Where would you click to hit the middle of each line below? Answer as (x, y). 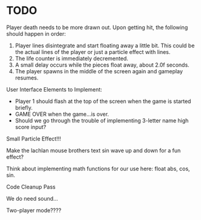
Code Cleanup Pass (31, 187)
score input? (31, 127)
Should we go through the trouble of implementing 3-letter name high (102, 120)
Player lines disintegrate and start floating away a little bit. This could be (105, 45)
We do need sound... (32, 198)
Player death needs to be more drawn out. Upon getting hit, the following (97, 27)
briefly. (24, 107)
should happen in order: (36, 33)
